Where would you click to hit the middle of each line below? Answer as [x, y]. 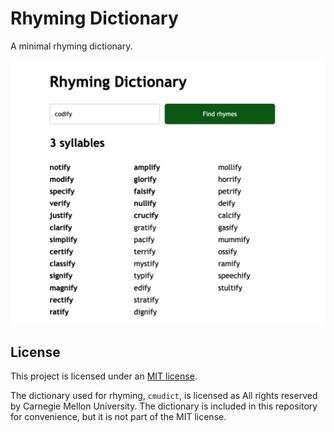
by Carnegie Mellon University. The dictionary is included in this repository [164, 406]
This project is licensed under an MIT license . [104, 376]
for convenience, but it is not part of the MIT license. [118, 417]
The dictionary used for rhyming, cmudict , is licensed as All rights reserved [164, 396]
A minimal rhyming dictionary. [71, 46]
